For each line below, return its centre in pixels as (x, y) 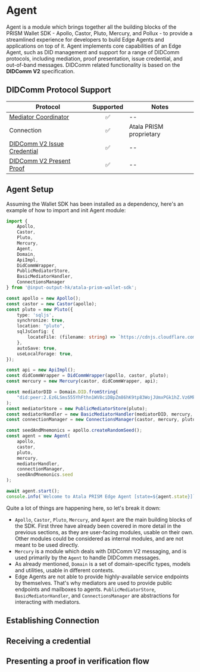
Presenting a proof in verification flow (78, 661)
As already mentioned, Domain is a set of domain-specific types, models (102, 563)
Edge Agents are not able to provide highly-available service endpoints (102, 577)
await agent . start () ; (33, 491)
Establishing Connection (53, 621)
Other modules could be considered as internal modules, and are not (99, 538)
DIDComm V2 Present (40, 160)
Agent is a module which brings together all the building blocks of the (91, 27)
